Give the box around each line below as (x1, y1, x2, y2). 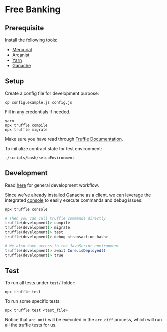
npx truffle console (5, 207, 48, 212)
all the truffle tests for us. (5, 322, 57, 328)
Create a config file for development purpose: (5, 90, 99, 96)
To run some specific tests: (5, 298, 61, 304)
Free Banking (5, 4, 61, 15)
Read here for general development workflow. (5, 182, 99, 188)
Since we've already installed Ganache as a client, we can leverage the (5, 192, 151, 198)
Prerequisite (5, 24, 44, 32)
